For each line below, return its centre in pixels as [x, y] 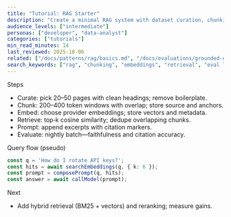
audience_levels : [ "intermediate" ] [58, 26]
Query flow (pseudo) [36, 147]
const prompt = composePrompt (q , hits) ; [66, 173]
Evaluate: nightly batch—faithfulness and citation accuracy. [101, 134]
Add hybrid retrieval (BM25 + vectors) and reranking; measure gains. [115, 206]
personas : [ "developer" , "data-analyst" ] [67, 33]
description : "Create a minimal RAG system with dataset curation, [106, 20]
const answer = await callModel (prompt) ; [67, 180]
